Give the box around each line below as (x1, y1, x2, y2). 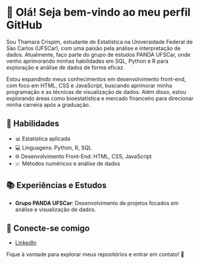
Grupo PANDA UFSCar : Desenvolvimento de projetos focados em (15, 199, 179, 207)
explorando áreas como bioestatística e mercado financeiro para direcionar (6, 95, 194, 102)
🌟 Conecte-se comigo (6, 223, 90, 233)
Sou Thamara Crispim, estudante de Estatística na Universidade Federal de (6, 38, 193, 45)
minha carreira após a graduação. (6, 101, 91, 108)
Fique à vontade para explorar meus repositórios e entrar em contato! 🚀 (6, 251, 184, 258)
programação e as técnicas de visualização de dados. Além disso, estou (6, 88, 186, 95)
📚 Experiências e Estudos (6, 180, 107, 190)
